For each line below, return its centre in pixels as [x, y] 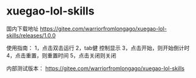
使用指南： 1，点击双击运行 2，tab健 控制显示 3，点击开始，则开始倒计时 [98, 48]
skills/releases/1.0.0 [31, 35]
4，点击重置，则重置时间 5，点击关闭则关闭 [61, 55]
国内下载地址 [22, 28]
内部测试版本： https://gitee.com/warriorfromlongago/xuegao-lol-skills [96, 68]
